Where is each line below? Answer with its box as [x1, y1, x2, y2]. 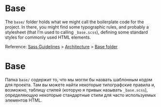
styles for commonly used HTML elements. [5, 34, 91, 40]
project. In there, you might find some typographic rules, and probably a [5, 24, 149, 30]
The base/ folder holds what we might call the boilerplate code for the [5, 19, 144, 25]
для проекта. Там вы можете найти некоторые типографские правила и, [5, 82, 156, 88]
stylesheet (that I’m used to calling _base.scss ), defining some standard [5, 29, 148, 35]
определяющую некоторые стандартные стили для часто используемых [5, 92, 156, 98]
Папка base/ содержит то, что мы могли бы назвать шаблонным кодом [5, 76, 153, 82]
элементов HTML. [5, 97, 42, 103]
